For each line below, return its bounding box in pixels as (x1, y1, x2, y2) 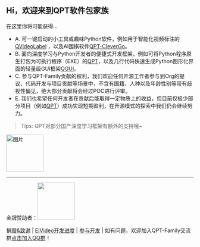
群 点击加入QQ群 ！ (6, 234, 51, 241)
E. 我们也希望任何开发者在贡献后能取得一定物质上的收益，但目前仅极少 (14, 95, 189, 102)
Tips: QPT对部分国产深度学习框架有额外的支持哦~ (20, 122, 143, 129)
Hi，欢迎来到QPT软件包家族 (6, 5, 109, 16)
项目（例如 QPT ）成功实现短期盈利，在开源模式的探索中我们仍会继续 (20, 102, 187, 109)
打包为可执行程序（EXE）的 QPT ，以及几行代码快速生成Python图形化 (20, 57, 189, 64)
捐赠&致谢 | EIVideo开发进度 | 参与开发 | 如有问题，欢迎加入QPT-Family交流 (6, 227, 191, 234)
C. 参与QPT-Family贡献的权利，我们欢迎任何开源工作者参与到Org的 (14, 72, 180, 79)
